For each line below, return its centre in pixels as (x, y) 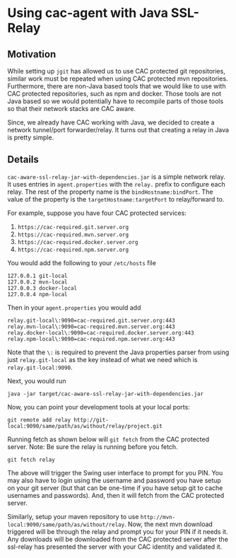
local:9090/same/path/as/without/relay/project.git (85, 426)
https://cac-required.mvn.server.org (73, 235)
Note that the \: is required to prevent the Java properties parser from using (118, 352)
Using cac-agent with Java (88, 13)
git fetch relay (31, 460)
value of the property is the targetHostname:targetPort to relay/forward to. (116, 199)
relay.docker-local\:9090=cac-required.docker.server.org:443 (101, 333)
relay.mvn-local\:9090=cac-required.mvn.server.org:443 (91, 327)
